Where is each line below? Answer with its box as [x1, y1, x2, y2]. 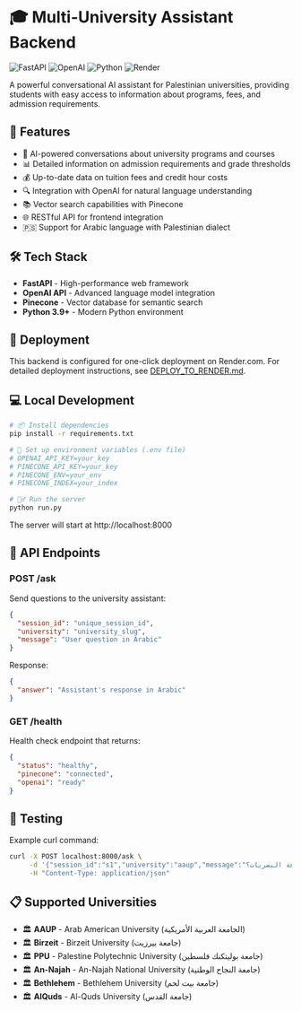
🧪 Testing [9, 811, 64, 826]
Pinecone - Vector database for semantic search [21, 297, 203, 308]
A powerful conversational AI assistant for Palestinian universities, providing [9, 79, 289, 90]
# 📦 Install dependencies [9, 421, 109, 431]
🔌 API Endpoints [9, 545, 101, 561]
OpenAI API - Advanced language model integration [21, 287, 216, 298]
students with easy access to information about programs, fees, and [9, 89, 262, 100]
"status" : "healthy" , [17, 761, 99, 770]
